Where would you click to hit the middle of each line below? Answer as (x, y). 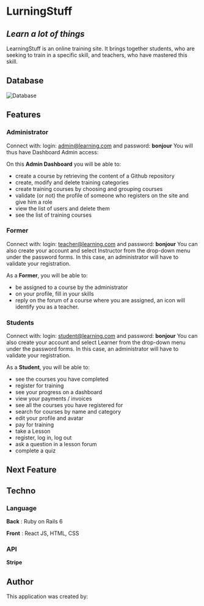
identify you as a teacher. (47, 307)
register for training (39, 386)
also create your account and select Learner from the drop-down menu (96, 342)
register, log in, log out (43, 438)
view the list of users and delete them (62, 208)
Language (22, 508)
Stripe (14, 563)
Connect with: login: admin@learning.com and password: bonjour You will (100, 146)
